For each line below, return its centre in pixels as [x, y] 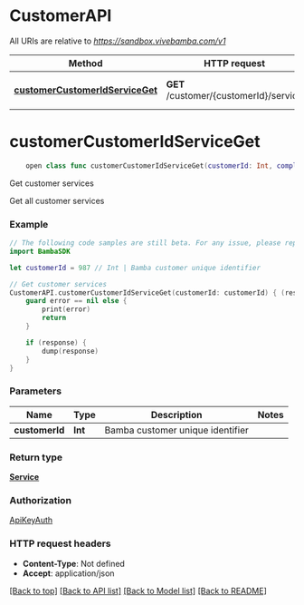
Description [176, 415]
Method [85, 63]
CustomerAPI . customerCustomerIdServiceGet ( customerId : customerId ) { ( [147, 293]
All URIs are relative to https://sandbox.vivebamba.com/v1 [118, 41]
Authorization [41, 500]
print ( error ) [66, 309]
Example [29, 224]
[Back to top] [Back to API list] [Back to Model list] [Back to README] [138, 590]
